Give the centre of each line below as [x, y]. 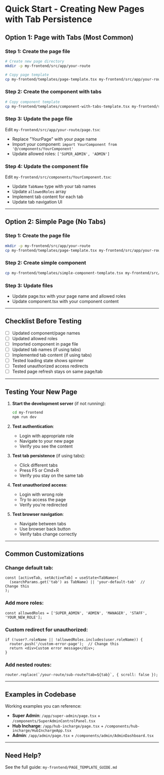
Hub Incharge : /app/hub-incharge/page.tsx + [58, 726]
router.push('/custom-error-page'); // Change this [64, 644]
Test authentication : [33, 426]
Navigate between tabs [43, 524]
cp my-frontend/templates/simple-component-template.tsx [64, 273]
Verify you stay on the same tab [51, 475]
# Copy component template [32, 102]
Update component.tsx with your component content [65, 301]
